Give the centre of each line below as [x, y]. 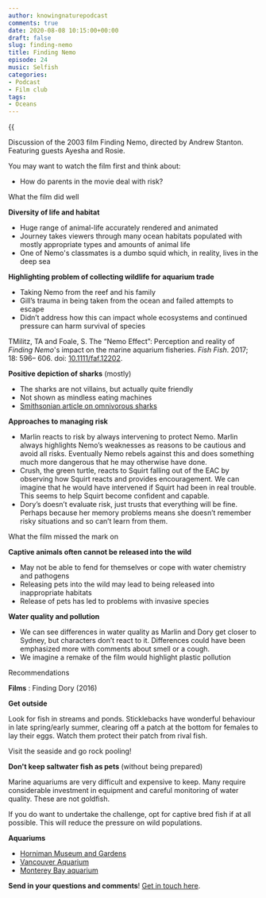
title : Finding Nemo [42, 52]
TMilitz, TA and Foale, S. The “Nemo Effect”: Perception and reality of [121, 342]
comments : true [33, 23]
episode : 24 [28, 60]
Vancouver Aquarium [54, 862]
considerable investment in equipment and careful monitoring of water [123, 791]
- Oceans [23, 104]
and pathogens [44, 576]
